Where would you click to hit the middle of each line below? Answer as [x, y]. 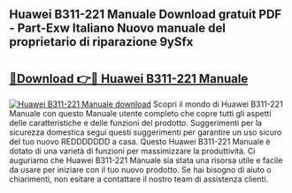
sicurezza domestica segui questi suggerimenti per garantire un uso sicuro [146, 132]
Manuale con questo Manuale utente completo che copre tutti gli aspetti [140, 113]
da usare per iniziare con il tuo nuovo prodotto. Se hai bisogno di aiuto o [140, 170]
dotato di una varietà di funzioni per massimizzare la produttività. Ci [132, 151]
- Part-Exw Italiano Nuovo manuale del [117, 29]
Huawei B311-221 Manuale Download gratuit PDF [146, 15]
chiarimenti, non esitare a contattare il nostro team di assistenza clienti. [139, 179]
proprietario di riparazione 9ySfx [101, 42]
